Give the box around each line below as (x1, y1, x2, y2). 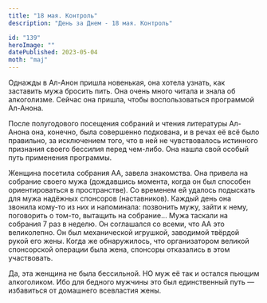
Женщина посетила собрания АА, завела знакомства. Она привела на (8, 169, 249, 177)
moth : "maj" (8, 56, 48, 64)
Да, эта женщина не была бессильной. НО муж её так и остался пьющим (8, 269, 260, 278)
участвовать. (8, 253, 53, 262)
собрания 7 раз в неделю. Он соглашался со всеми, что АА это (8, 219, 225, 229)
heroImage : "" (8, 41, 56, 49)
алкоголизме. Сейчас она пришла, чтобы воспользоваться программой (8, 95, 255, 104)
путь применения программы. (8, 153, 112, 162)
